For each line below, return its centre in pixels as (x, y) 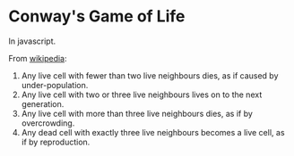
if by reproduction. (56, 142)
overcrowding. (48, 123)
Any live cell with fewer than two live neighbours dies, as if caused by (150, 75)
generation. (43, 103)
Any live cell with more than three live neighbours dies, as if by (137, 113)
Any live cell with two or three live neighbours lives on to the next (142, 94)
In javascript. (32, 41)
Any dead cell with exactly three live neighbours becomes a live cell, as (153, 132)
